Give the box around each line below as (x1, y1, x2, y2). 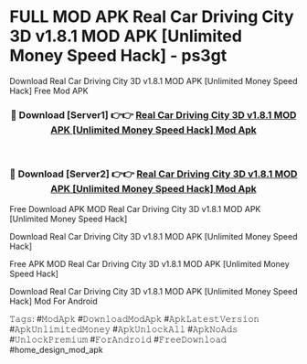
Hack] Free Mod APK (9, 85, 89, 96)
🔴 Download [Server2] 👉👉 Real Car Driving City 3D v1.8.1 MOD (9, 167, 298, 180)
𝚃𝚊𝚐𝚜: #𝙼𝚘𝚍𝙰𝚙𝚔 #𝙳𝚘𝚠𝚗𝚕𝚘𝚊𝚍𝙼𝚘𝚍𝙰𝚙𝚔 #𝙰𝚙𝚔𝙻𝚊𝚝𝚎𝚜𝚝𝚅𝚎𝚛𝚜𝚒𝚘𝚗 (9, 313, 260, 324)
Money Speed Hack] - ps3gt (9, 46, 228, 66)
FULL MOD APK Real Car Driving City (9, 6, 294, 27)
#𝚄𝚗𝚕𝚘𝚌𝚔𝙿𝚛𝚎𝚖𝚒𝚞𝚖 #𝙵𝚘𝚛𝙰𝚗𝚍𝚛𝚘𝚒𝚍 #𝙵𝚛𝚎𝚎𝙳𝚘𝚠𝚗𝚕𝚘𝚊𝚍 (9, 334, 227, 345)
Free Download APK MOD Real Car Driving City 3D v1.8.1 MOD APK (9, 203, 261, 214)
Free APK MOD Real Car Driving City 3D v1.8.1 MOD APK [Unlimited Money (9, 258, 290, 269)
